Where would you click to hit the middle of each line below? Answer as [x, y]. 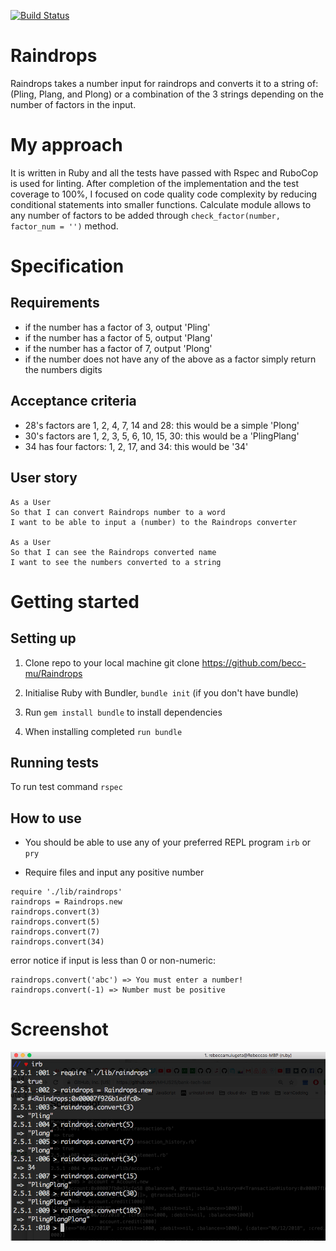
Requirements [55, 303]
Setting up [43, 638]
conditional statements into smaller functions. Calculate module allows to [161, 204]
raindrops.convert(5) [55, 922]
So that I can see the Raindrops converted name [113, 552]
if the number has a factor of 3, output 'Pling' [117, 327]
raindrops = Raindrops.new [66, 902]
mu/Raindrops [53, 673]
